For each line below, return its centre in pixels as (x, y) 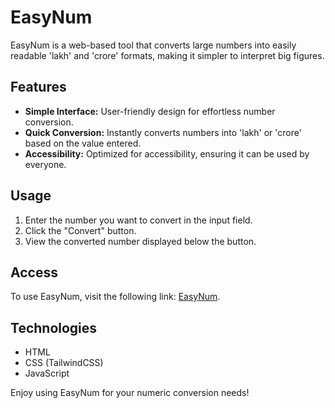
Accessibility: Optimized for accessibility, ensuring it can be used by (167, 153)
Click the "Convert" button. (80, 230)
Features (38, 87)
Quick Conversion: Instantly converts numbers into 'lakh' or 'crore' (163, 132)
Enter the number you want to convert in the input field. (138, 220)
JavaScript (47, 373)
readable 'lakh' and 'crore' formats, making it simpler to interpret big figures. (167, 55)
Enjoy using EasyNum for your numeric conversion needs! (130, 393)
